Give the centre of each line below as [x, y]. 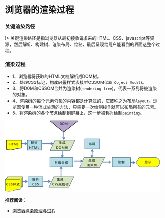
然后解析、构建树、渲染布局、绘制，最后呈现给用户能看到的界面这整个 [84, 44]
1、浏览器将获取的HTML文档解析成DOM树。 [57, 76]
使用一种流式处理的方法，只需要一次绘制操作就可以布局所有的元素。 [90, 107]
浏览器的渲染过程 [40, 10]
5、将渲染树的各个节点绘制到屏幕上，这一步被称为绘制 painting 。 [78, 113]
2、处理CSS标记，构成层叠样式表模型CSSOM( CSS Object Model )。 [79, 82]
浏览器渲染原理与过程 [34, 211]
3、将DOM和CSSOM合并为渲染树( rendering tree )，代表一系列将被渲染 [84, 88]
